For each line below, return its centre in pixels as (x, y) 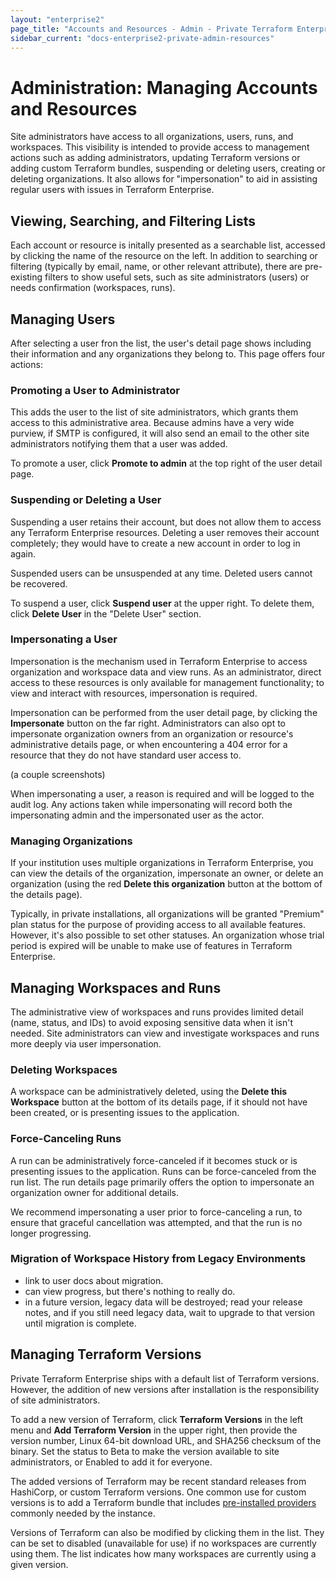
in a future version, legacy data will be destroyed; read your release (163, 1302)
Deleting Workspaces (64, 1069)
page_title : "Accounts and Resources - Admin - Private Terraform (151, 29)
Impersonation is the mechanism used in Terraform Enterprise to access (159, 661)
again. (23, 553)
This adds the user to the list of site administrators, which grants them (154, 412)
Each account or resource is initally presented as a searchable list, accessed (168, 245)
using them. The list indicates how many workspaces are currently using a (163, 1553)
